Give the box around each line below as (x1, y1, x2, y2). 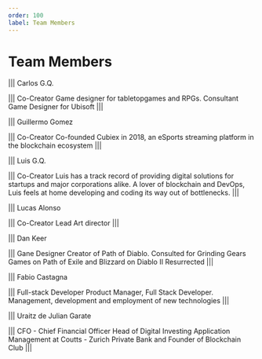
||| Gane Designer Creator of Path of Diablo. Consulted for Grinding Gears (8, 249, 246, 258)
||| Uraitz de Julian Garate (8, 311, 92, 321)
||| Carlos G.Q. (8, 79, 54, 88)
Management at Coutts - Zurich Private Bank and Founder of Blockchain (8, 335, 242, 344)
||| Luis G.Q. (8, 156, 46, 166)
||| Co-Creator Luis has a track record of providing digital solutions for (8, 171, 234, 181)
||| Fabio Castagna (8, 273, 68, 282)
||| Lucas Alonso (8, 203, 61, 213)
